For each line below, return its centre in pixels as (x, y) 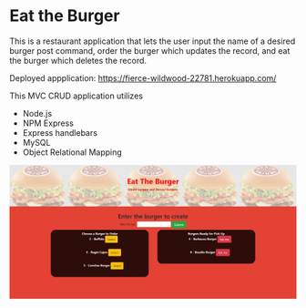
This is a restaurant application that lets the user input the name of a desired (153, 41)
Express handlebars (60, 132)
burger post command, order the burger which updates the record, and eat (150, 50)
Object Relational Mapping (72, 152)
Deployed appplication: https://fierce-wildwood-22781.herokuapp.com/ (143, 77)
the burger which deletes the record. (78, 60)
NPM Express (48, 123)
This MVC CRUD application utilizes (76, 96)
